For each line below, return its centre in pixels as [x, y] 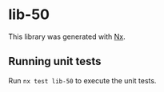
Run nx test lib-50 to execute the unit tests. [82, 80]
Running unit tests [55, 61]
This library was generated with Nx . [67, 36]
